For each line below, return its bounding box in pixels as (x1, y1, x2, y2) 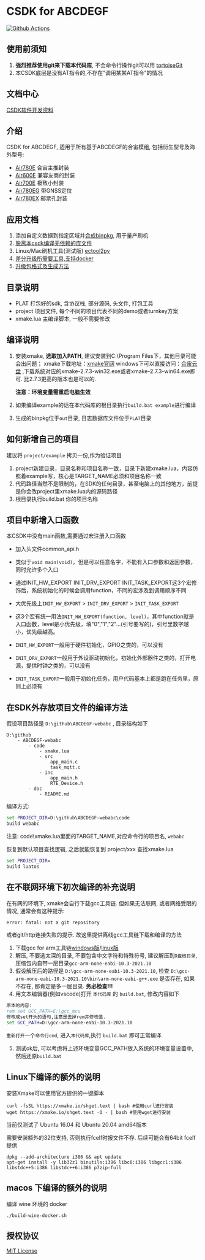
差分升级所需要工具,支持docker (15, 255, 94, 262)
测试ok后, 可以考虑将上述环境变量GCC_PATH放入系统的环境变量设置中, (15, 1045, 194, 1052)
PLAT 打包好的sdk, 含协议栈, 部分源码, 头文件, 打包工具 (15, 300, 154, 307)
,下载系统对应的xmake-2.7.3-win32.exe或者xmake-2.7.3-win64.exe (22, 367, 191, 375)
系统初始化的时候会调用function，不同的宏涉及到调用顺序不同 (31, 587, 187, 594)
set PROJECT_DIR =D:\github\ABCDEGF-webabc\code (6, 815, 130, 821)
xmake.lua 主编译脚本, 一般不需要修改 (15, 315, 110, 322)
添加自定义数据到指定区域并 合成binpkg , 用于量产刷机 (15, 232, 149, 239)
